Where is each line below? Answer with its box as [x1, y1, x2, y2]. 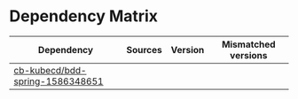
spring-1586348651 [13, 75, 104, 88]
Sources [126, 43, 162, 56]
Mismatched [221, 38, 277, 50]
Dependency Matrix [9, 6, 158, 27]
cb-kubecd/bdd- [13, 64, 87, 76]
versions [230, 49, 268, 61]
